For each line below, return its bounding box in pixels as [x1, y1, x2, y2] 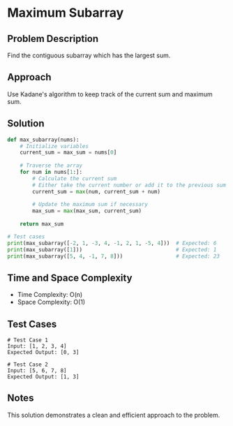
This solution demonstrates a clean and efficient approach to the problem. [7, 411, 220, 419]
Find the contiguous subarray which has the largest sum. [7, 51, 171, 59]
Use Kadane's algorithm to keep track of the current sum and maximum [7, 89, 213, 98]
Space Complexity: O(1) [17, 298, 86, 307]
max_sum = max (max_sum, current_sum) [32, 207, 142, 214]
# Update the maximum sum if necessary [32, 201, 149, 208]
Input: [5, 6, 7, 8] [7, 367, 68, 374]
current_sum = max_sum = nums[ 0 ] [20, 149, 117, 156]
